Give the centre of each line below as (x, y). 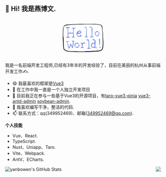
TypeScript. (24, 141)
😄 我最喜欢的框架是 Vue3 (38, 83)
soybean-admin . (54, 101)
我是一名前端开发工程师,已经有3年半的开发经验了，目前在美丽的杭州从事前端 (83, 65)
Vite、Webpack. (29, 153)
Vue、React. (25, 136)
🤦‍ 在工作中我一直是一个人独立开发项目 (51, 89)
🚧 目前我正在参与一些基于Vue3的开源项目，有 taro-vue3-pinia (75, 96)
